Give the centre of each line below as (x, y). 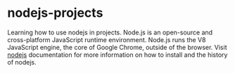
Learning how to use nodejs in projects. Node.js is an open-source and (110, 32)
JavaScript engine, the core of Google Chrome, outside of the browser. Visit (117, 47)
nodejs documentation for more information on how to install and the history (118, 55)
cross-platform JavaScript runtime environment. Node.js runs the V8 (107, 39)
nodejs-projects (55, 13)
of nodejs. (22, 62)
